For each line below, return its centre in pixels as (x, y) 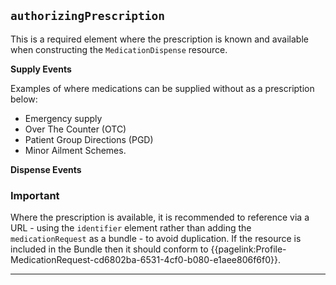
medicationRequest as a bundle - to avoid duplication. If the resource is (156, 239)
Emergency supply (63, 118)
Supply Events (41, 69)
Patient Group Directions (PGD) (89, 139)
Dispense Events (46, 169)
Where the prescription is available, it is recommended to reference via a (160, 217)
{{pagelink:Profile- (248, 249)
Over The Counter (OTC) (75, 129)
